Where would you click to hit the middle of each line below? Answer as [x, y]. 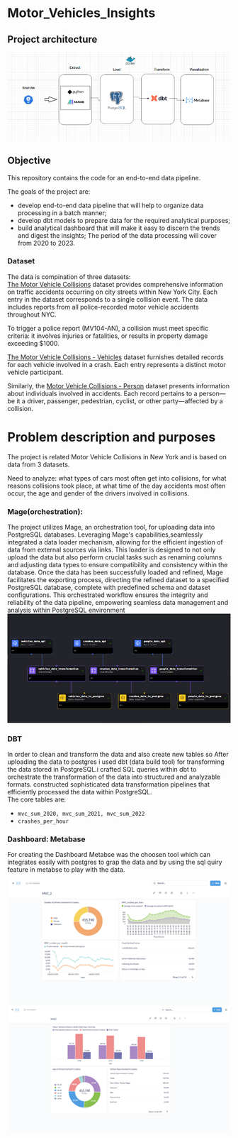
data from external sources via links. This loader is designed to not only [112, 550]
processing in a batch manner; [62, 213]
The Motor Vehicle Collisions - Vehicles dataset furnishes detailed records [116, 357]
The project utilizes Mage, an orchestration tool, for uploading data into [111, 527]
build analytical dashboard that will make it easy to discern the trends [119, 228]
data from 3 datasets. [39, 464]
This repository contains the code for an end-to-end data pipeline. [104, 177]
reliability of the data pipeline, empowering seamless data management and [118, 603]
